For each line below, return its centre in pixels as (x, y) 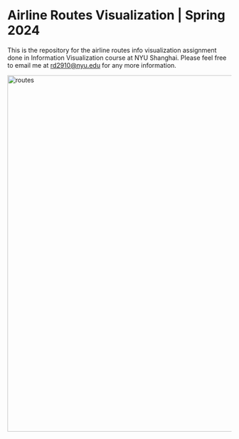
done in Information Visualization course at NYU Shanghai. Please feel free (117, 58)
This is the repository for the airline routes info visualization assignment (112, 50)
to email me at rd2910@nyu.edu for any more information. (92, 65)
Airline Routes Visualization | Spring (116, 15)
